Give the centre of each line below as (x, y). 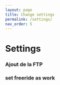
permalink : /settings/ (29, 19)
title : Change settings (30, 15)
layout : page (19, 10)
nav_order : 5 (19, 24)
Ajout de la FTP (24, 64)
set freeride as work (30, 78)
